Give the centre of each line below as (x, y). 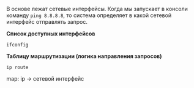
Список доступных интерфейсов (51, 34)
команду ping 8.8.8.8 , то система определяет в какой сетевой (89, 15)
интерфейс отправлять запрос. (47, 22)
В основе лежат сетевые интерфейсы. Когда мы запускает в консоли (97, 9)
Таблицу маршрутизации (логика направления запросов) (84, 56)
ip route (17, 67)
